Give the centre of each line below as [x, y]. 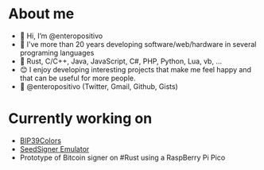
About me [41, 14]
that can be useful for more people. [78, 78]
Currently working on [80, 119]
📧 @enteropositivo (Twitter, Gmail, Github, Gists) [99, 86]
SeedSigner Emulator [54, 149]
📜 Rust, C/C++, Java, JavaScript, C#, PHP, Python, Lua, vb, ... [121, 61]
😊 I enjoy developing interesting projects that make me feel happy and [136, 69]
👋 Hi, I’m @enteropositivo [61, 36]
